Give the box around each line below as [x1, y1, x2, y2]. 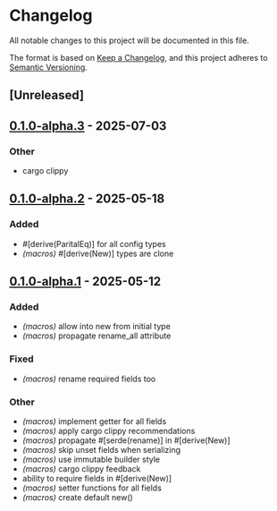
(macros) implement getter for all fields [21, 415, 167, 426]
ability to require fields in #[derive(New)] [21, 473, 172, 483]
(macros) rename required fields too [21, 373, 156, 384]
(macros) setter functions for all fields [21, 482, 163, 493]
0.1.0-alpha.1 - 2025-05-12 [9, 274, 162, 289]
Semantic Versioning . [9, 62, 88, 72]
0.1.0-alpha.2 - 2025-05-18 [9, 192, 165, 207]
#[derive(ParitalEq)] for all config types [21, 238, 167, 249]
